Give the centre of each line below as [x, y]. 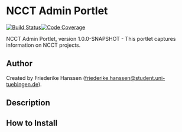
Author [19, 64]
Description [28, 103]
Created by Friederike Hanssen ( [46, 78]
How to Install [32, 123]
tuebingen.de [22, 84]
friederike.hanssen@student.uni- [125, 78]
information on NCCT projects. [43, 45]
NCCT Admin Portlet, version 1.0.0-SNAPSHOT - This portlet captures [91, 38]
